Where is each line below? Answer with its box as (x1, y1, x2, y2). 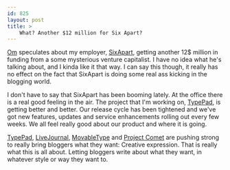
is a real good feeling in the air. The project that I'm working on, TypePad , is (7, 98, 221, 107)
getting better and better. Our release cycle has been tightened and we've (7, 105, 216, 114)
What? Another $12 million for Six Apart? (19, 29, 143, 36)
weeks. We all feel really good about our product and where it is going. (7, 120, 207, 128)
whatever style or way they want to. (7, 156, 108, 164)
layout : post (7, 17, 45, 23)
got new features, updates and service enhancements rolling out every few (7, 113, 220, 121)
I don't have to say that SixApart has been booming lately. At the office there (7, 91, 223, 99)
